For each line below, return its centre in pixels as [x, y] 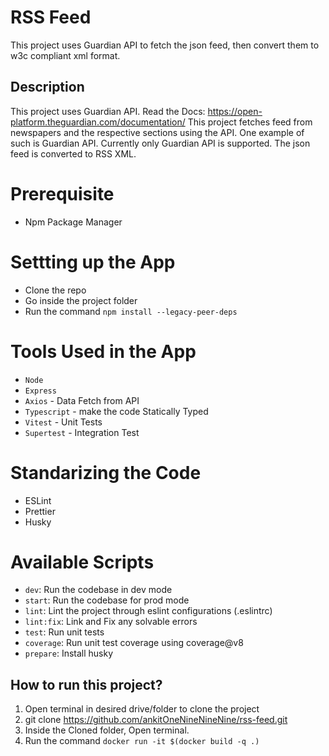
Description [47, 87]
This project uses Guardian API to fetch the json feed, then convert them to [165, 45]
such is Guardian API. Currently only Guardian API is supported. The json [160, 143]
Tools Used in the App [103, 351]
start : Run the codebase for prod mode [107, 600]
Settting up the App [93, 262]
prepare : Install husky [69, 653]
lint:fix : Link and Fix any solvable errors [111, 622]
